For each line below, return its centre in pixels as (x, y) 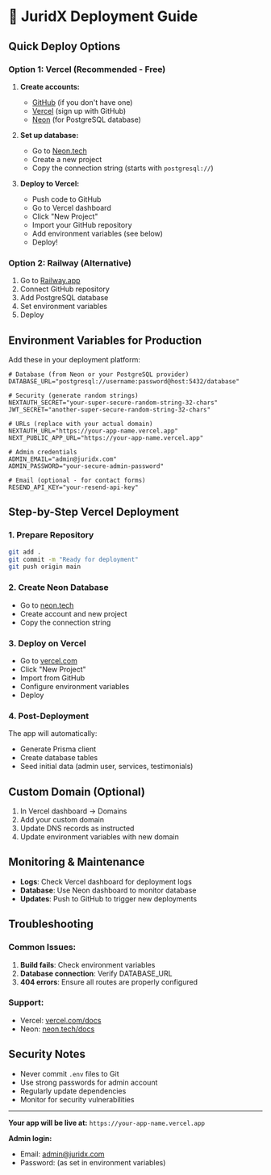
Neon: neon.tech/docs (57, 1029)
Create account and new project (73, 613)
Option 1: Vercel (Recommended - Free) (87, 69)
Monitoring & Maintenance (77, 862)
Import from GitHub (52, 678)
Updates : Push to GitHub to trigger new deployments (108, 898)
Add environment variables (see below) (98, 233)
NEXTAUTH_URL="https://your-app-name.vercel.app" (94, 431)
